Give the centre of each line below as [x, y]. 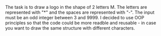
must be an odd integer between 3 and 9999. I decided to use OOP [75, 18]
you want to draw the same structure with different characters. [70, 28]
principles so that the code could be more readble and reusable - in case [81, 23]
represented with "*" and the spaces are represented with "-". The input [80, 12]
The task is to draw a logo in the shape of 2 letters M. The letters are [76, 7]
